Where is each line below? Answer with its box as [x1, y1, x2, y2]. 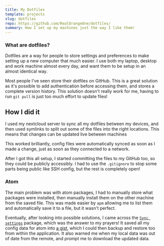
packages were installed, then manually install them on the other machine [5, 194, 154, 200]
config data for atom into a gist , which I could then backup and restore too [5, 225, 156, 231]
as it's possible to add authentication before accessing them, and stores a [5, 83, 155, 89]
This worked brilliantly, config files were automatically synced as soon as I [5, 141, 156, 147]
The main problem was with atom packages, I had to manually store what [5, 190, 153, 195]
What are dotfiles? [5, 42, 50, 49]
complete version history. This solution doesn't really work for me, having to [5, 88, 159, 94]
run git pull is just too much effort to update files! [5, 94, 108, 100]
